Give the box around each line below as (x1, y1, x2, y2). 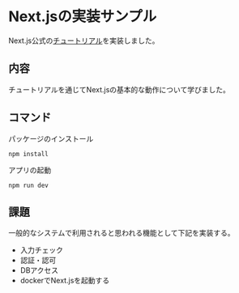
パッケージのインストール (8, 134, 94, 143)
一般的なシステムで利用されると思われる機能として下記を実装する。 (8, 228, 235, 238)
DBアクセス (19, 265, 59, 275)
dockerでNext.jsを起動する (19, 276, 110, 286)
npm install (8, 150, 49, 158)
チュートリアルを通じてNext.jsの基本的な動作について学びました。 (8, 84, 231, 94)
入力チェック (19, 245, 63, 255)
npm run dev (8, 181, 49, 189)
